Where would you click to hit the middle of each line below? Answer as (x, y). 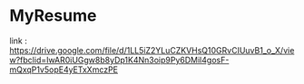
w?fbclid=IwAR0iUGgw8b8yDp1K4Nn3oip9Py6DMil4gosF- (119, 60)
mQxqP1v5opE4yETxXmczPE (64, 70)
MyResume (53, 16)
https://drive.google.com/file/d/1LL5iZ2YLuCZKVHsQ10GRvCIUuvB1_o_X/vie (152, 50)
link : (18, 41)
